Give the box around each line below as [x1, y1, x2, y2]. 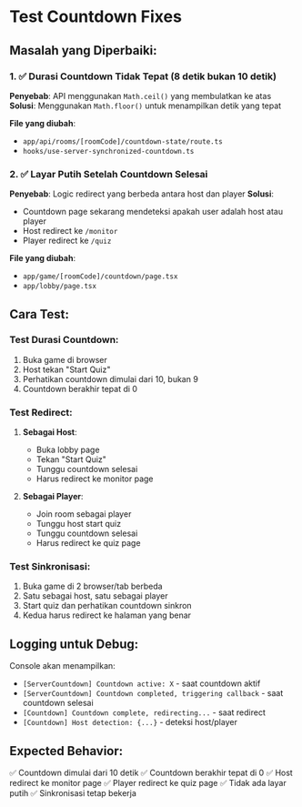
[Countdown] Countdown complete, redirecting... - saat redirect [22, 707, 266, 718]
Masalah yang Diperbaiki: [9, 43, 157, 58]
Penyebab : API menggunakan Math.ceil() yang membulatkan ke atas [9, 90, 272, 101]
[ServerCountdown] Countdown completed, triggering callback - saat [22, 688, 284, 699]
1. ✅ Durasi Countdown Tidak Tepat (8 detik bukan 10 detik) [9, 70, 277, 83]
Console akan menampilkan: [9, 661, 116, 671]
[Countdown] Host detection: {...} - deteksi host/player [22, 717, 238, 728]
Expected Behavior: [9, 743, 124, 759]
